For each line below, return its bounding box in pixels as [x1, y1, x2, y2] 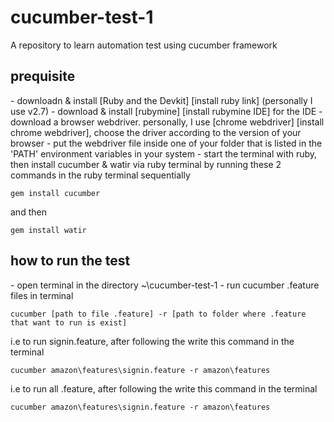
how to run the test [10, 252, 131, 270]
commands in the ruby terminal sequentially [10, 169, 191, 181]
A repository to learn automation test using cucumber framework [10, 39, 278, 51]
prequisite [10, 68, 76, 85]
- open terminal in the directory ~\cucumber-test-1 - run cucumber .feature [10, 279, 320, 291]
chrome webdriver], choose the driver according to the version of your [10, 126, 302, 138]
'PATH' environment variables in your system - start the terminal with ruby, [10, 147, 318, 160]
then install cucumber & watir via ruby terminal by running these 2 [10, 158, 282, 170]
